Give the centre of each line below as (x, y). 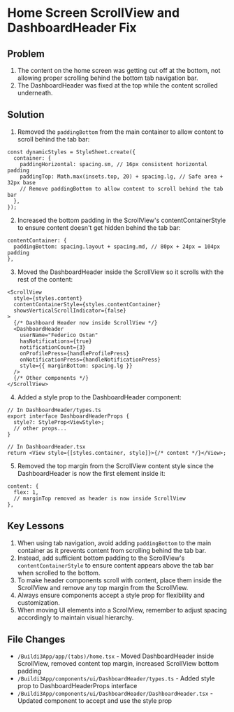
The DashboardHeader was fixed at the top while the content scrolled (117, 85)
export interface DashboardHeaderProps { (68, 416)
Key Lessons (36, 526)
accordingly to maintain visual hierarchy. (75, 617)
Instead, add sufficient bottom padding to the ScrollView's (101, 558)
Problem (26, 54)
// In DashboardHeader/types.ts (54, 410)
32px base (22, 183)
